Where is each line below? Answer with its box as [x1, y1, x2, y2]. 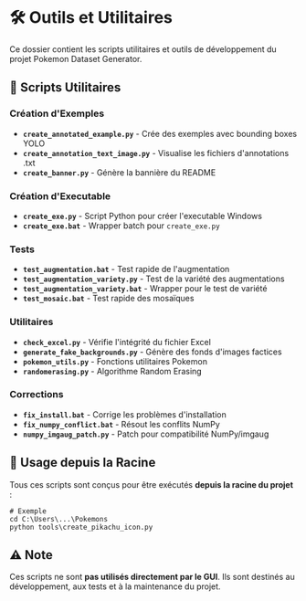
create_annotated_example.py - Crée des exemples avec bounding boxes [22, 128, 298, 139]
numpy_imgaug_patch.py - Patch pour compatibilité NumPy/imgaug [22, 428, 269, 439]
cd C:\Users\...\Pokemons [9, 514, 108, 523]
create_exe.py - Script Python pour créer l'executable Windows [22, 210, 263, 221]
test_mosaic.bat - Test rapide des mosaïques [22, 293, 195, 304]
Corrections [9, 388, 64, 401]
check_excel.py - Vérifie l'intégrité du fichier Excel [22, 336, 212, 347]
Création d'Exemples [9, 107, 105, 120]
